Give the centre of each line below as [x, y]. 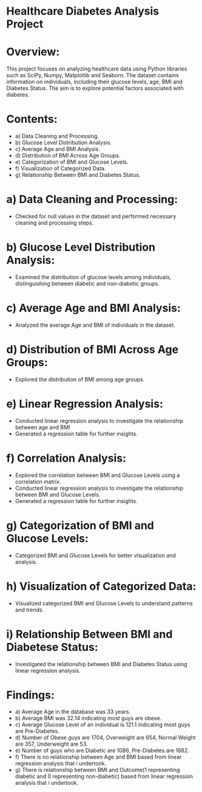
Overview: [33, 52]
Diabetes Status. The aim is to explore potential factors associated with [95, 88]
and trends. [29, 610]
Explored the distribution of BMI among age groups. [80, 379]
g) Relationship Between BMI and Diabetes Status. [78, 175]
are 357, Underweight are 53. [51, 744]
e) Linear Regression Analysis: [85, 404]
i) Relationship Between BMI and [89, 634]
